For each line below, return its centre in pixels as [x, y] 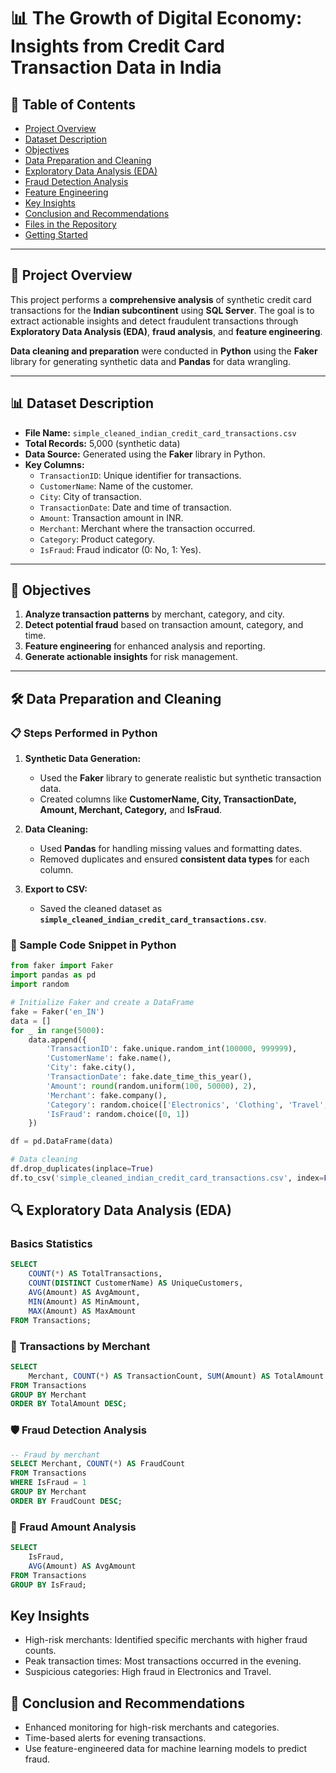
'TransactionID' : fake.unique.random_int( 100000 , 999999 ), [172, 1049]
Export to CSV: [56, 889]
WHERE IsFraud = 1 [48, 1483]
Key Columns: [54, 464]
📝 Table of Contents [73, 104]
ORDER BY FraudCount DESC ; [66, 1501]
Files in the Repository [70, 224]
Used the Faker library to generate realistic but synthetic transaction [180, 778]
